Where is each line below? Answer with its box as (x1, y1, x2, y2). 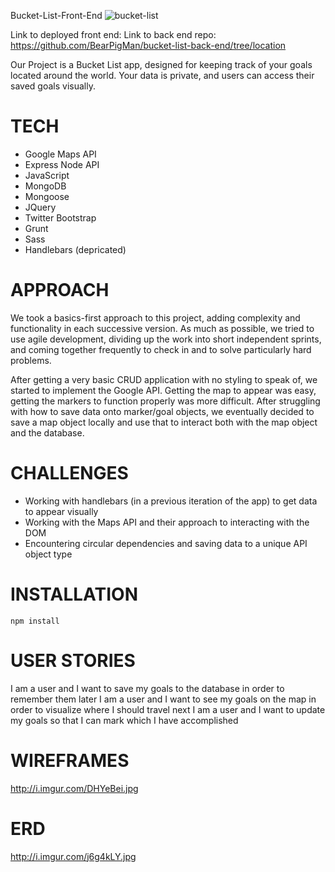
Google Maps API (24, 148, 97, 160)
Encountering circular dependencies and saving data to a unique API (24, 537, 308, 549)
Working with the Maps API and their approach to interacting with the (24, 516, 310, 528)
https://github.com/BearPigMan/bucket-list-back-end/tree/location (10, 40, 287, 51)
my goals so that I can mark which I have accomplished (10, 714, 239, 726)
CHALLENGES (10, 462, 129, 485)
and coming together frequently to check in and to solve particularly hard (10, 343, 312, 355)
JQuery (24, 201, 57, 213)
